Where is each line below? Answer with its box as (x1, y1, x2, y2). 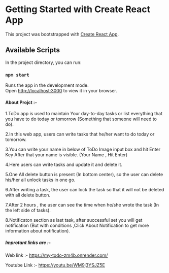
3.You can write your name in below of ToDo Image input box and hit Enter (5, 146, 161, 153)
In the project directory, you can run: (5, 59, 82, 65)
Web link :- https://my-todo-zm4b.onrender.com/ (5, 252, 108, 258)
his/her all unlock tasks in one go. (5, 177, 76, 183)
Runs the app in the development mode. (5, 82, 89, 88)
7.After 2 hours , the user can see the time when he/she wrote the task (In (5, 202, 159, 208)
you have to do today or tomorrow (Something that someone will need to (5, 116, 157, 122)
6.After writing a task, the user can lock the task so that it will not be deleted (5, 187, 164, 193)
